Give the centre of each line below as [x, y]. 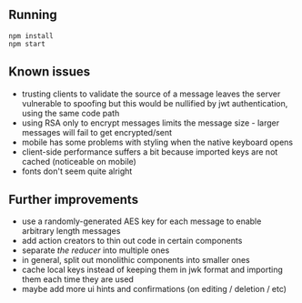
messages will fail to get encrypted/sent [97, 132]
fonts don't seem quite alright [77, 171]
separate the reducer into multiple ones [96, 250]
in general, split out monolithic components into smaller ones [136, 260]
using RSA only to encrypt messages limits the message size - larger [150, 123]
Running [33, 15]
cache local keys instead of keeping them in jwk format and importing [152, 270]
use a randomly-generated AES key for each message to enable [141, 221]
